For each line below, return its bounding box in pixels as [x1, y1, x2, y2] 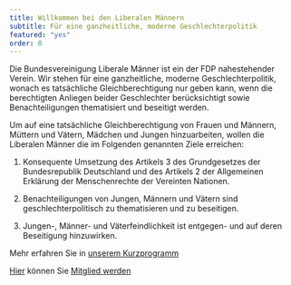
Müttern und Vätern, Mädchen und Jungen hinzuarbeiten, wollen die [9, 129, 265, 141]
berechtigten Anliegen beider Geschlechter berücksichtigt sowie [9, 93, 251, 103]
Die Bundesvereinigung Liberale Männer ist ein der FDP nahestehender [9, 64, 275, 74]
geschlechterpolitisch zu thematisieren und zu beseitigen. [22, 203, 239, 214]
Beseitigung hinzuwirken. [22, 231, 118, 241]
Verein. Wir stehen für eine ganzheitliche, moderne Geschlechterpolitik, [9, 74, 276, 84]
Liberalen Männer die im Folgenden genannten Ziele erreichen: [9, 139, 245, 150]
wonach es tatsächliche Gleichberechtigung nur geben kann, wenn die [9, 83, 274, 93]
